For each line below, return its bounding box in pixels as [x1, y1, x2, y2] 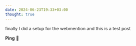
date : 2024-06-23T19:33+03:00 [5, 7, 68, 12]
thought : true [5, 12, 35, 17]
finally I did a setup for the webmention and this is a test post [5, 25, 131, 31]
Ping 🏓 [5, 35, 19, 41]
